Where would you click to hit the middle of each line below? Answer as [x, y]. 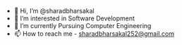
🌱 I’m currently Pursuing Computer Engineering [83, 26]
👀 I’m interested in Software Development [74, 18]
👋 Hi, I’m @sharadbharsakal [54, 11]
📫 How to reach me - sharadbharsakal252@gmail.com [94, 34]
